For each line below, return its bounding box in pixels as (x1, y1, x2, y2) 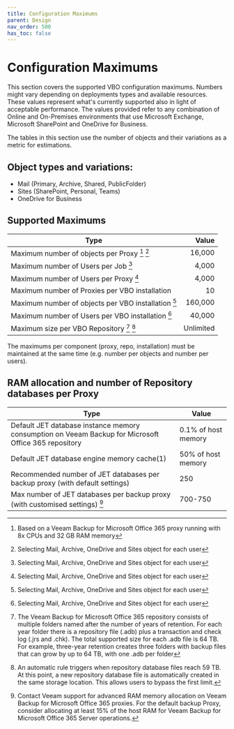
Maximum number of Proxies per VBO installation (10, 286, 172, 295)
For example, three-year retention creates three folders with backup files (17, 642, 226, 650)
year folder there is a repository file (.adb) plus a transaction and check (17, 627, 222, 635)
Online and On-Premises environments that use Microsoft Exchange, (7, 112, 204, 121)
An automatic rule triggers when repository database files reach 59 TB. (17, 663, 221, 671)
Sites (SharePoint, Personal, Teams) (17, 187, 120, 196)
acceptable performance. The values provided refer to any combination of (7, 105, 220, 114)
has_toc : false (7, 29, 52, 37)
